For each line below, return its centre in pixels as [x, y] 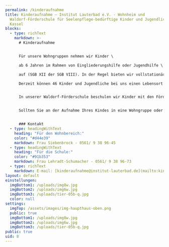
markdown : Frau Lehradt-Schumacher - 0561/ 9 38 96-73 [73, 162]
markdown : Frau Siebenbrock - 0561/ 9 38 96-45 [65, 143]
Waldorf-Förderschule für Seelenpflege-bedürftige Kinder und [76, 19]
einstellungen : [21, 180]
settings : [16, 204]
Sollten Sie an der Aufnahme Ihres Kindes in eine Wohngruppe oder [91, 111]
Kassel [17, 24]
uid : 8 [12, 237]
